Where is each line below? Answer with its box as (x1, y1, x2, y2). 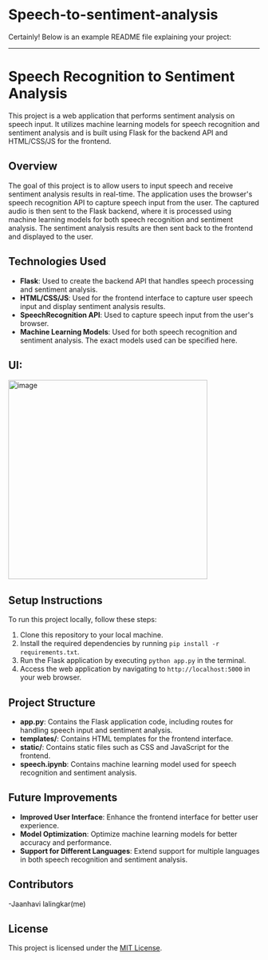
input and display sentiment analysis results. (19, 301, 166, 311)
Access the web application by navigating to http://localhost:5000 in (19, 664, 250, 674)
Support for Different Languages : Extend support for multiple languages (19, 846, 260, 855)
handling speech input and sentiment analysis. (19, 725, 173, 735)
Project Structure (8, 696, 96, 709)
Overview (8, 160, 58, 173)
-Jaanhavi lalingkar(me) (8, 899, 86, 908)
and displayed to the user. (8, 232, 93, 241)
